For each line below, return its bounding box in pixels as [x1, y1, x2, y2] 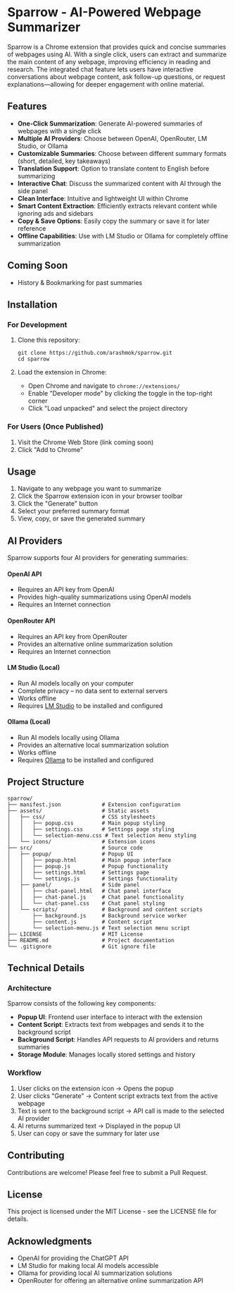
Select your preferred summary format [17, 507, 130, 516]
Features [7, 100, 47, 113]
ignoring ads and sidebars [17, 209, 94, 217]
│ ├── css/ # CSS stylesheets [7, 813, 156, 820]
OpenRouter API [7, 616, 56, 625]
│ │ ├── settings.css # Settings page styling [7, 826, 174, 833]
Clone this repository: [17, 336, 80, 344]
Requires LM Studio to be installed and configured [17, 701, 163, 709]
